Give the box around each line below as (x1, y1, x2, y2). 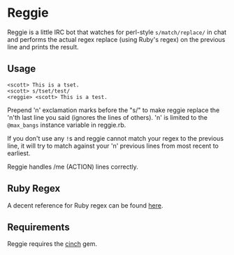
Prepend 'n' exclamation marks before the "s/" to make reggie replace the (7, 106, 220, 114)
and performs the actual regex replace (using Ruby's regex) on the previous (7, 35, 226, 43)
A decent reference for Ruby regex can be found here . (7, 201, 163, 210)
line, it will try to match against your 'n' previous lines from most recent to (7, 141, 219, 150)
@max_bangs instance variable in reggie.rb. (7, 121, 126, 129)
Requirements (7, 221, 70, 233)
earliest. (7, 148, 31, 157)
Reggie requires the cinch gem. (7, 240, 98, 248)
